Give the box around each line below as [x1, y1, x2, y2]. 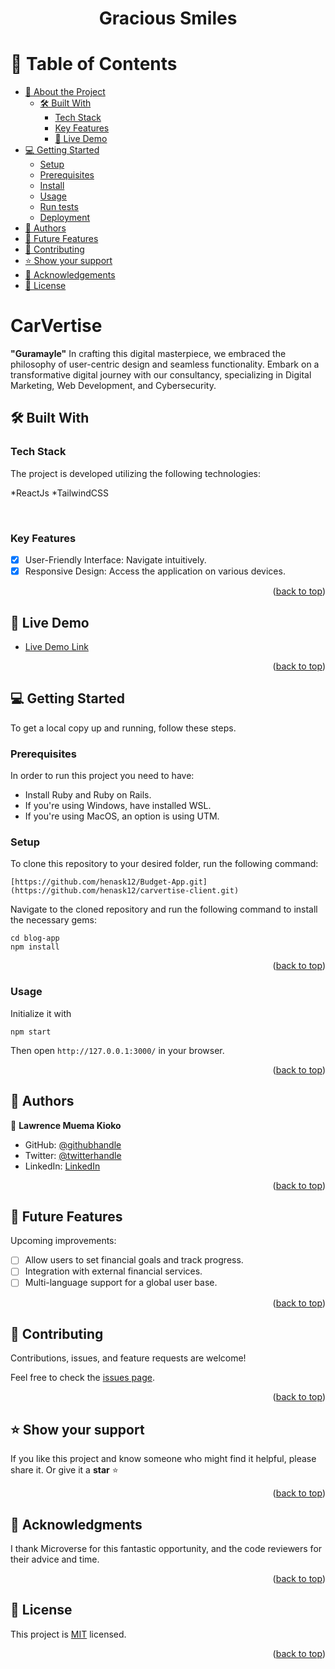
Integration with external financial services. [24, 1265, 203, 1277]
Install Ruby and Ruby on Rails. [24, 789, 152, 801]
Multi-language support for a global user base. [24, 1277, 218, 1289]
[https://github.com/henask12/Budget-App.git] [10, 877, 208, 887]
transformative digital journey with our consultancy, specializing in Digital [10, 369, 312, 381]
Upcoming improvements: [10, 1235, 117, 1247]
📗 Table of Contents [10, 53, 178, 76]
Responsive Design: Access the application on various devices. [24, 565, 286, 577]
